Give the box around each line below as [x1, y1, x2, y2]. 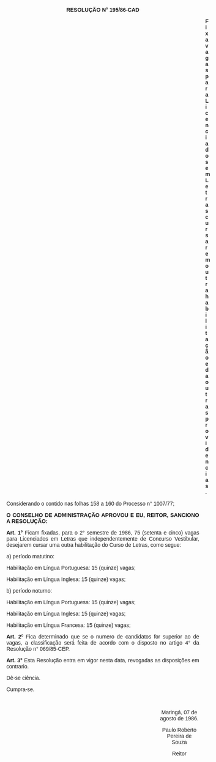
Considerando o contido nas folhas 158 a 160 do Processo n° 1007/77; [6, 500, 175, 507]
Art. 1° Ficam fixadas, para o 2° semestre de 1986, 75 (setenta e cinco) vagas [6, 530, 199, 536]
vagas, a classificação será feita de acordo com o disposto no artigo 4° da [6, 640, 199, 646]
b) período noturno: [6, 588, 53, 594]
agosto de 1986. [160, 715, 199, 722]
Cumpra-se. [6, 686, 35, 693]
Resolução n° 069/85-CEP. [6, 646, 70, 652]
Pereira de [166, 733, 192, 739]
